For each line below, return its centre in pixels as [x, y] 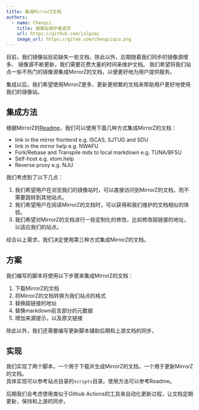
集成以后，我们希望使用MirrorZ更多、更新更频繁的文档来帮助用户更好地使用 [99, 84]
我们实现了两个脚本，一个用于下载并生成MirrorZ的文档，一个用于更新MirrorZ [100, 367]
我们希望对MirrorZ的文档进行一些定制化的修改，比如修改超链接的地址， [102, 219]
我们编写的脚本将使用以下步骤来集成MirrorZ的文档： [70, 275]
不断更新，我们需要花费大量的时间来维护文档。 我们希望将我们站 [112, 64]
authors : [17, 17]
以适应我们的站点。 [38, 227]
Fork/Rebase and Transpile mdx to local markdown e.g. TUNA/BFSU [98, 152]
